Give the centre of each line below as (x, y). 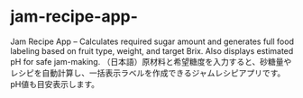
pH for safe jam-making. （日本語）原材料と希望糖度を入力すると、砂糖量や (151, 61)
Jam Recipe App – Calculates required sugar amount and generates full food (152, 41)
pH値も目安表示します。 (55, 84)
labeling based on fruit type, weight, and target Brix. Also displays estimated (152, 50)
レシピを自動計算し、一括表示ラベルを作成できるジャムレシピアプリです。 (148, 73)
